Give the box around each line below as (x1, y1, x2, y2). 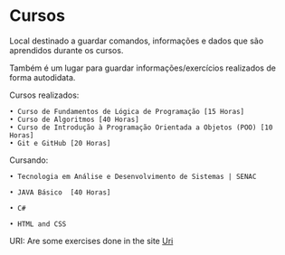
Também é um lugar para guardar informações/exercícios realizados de (9, 62, 276, 73)
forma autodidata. (9, 71, 76, 82)
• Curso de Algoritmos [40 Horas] (9, 115, 140, 124)
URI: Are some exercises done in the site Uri (9, 235, 174, 246)
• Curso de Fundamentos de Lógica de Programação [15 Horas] (9, 107, 245, 116)
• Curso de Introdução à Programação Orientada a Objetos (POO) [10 (9, 123, 273, 132)
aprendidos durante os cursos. (9, 44, 124, 55)
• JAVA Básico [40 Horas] (9, 187, 111, 197)
